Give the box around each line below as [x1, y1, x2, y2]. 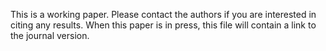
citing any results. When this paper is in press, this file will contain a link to [10, 19, 317, 31]
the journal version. [10, 30, 90, 41]
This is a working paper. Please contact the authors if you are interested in [10, 9, 317, 20]
